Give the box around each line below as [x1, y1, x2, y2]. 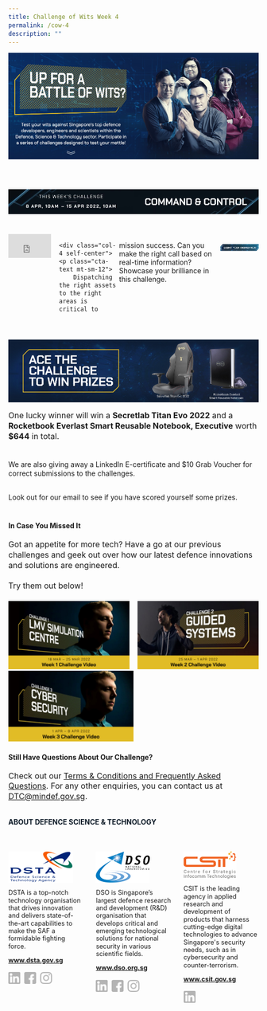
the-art [8, 919, 29, 927]
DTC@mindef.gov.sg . [8, 791, 88, 802]
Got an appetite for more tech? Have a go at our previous [8, 539, 222, 550]
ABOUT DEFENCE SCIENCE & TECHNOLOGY [8, 817, 157, 826]
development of [183, 907, 231, 916]
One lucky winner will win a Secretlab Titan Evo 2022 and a [8, 410, 233, 421]
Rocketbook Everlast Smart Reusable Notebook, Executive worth [8, 421, 257, 431]
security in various [95, 942, 152, 950]
